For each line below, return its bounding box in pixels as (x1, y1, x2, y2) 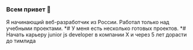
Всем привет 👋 (6, 5, 52, 14)
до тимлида (6, 38, 36, 45)
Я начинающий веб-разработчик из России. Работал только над (6, 19, 170, 26)
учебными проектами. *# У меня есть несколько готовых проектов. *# (6, 25, 186, 32)
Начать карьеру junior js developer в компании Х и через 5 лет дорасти (6, 31, 187, 38)
